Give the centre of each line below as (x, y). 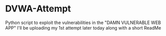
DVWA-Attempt (38, 9)
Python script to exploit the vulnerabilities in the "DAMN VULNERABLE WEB (83, 22)
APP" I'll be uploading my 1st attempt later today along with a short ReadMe (83, 27)
